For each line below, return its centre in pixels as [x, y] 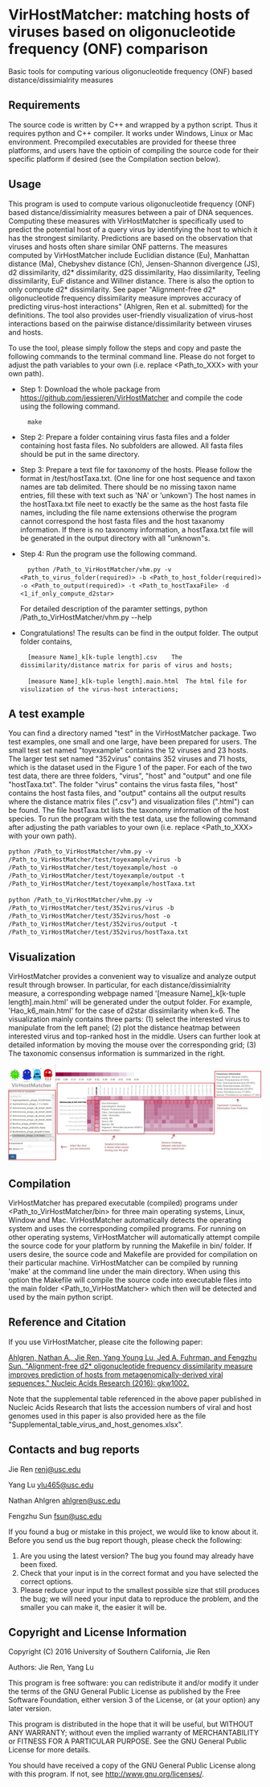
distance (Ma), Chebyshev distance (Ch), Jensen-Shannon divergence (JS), [134, 263]
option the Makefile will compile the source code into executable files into [130, 1279]
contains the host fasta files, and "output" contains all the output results [127, 793]
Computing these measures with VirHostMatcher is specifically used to [126, 221]
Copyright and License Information [98, 1632]
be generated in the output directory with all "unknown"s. [115, 538]
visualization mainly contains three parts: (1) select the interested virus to [129, 1019]
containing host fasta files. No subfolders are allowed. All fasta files [131, 446]
